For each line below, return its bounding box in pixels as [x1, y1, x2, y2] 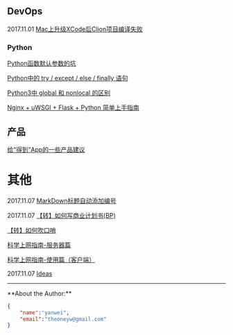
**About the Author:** [7, 289, 72, 298]
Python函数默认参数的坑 [7, 59, 76, 68]
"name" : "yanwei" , [19, 309, 70, 316]
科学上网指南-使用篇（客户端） [7, 255, 96, 264]
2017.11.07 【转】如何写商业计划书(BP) [7, 211, 116, 219]
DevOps [7, 6, 43, 17]
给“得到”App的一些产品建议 [7, 145, 85, 153]
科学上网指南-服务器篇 [7, 241, 71, 249]
